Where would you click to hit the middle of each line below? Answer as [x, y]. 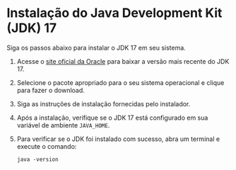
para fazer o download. [51, 90]
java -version [37, 159]
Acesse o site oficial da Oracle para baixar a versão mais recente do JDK [123, 61]
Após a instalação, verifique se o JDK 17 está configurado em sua [112, 118]
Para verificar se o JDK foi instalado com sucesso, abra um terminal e [118, 139]
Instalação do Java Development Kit [114, 13]
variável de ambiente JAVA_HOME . [63, 125]
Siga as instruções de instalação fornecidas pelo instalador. [104, 103]
